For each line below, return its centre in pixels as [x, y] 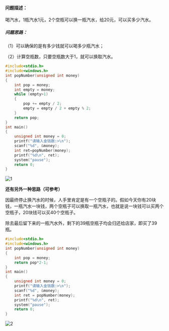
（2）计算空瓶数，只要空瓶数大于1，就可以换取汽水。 [60, 57]
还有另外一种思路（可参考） [34, 189]
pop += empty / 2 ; [43, 104]
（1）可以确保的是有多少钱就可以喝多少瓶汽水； [55, 46]
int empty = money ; [35, 90]
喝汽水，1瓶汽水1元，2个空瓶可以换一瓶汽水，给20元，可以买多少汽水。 [79, 20]
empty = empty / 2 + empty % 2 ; [57, 108]
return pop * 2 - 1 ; [31, 262]
